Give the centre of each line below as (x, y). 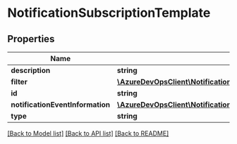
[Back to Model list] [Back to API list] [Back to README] (88, 133)
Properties (31, 39)
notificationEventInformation (61, 105)
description (31, 70)
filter (19, 82)
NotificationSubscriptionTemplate (109, 13)
